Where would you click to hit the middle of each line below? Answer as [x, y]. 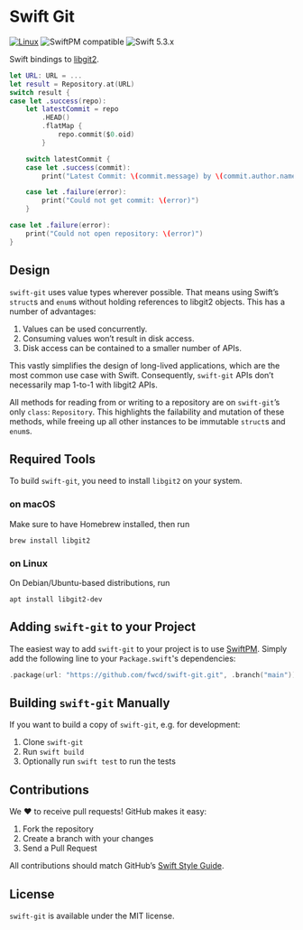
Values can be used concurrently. [85, 329]
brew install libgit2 [50, 540]
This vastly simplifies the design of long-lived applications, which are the [145, 365]
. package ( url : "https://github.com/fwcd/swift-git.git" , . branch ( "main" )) [153, 674]
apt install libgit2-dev [56, 599]
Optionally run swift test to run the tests [99, 761]
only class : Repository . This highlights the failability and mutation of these [147, 412]
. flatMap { [62, 126]
